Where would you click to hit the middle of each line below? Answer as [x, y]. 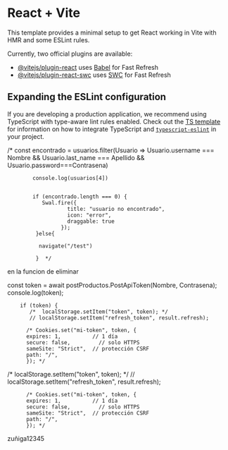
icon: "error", [89, 215]
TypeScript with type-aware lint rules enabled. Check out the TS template [114, 121]
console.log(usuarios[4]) [71, 178]
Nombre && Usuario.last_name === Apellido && [76, 157]
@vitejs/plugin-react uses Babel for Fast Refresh [88, 67]
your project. [26, 136]
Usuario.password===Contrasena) [58, 165]
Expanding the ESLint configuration [87, 97]
